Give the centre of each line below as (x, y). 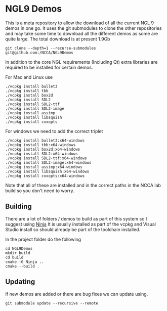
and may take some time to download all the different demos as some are (82, 33)
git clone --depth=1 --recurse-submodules (51, 48)
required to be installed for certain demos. (49, 67)
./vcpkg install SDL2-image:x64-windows (49, 162)
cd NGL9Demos (19, 248)
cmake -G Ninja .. (25, 262)
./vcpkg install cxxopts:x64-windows (45, 176)
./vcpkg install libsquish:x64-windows (47, 171)
